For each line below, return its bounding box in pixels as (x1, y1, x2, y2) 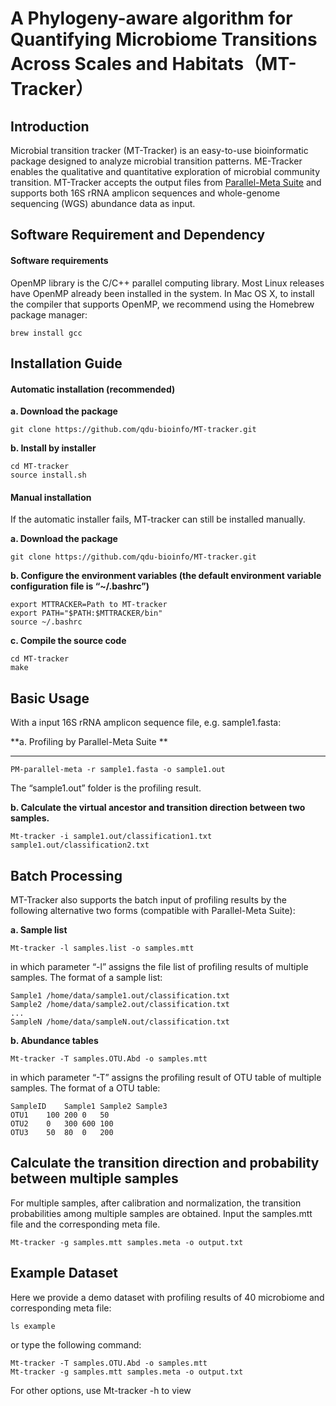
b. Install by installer (10, 442, 97, 454)
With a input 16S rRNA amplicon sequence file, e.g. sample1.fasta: (10, 717, 282, 729)
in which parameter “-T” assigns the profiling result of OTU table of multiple (10, 1072, 322, 1084)
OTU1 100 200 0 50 (10, 1110, 110, 1121)
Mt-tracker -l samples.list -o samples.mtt (10, 943, 195, 954)
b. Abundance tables (10, 1035, 99, 1047)
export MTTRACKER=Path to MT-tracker (10, 600, 168, 610)
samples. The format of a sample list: (10, 972, 163, 984)
